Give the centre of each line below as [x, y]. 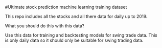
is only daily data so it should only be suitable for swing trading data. [74, 40]
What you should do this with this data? [45, 26]
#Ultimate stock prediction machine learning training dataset [66, 7]
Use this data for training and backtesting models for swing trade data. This [81, 35]
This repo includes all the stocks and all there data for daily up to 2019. [76, 16]
